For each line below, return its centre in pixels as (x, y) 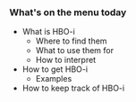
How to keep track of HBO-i (73, 88)
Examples (54, 79)
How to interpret (66, 60)
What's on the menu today (68, 12)
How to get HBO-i (55, 69)
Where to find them (71, 41)
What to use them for (75, 51)
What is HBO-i (49, 32)
